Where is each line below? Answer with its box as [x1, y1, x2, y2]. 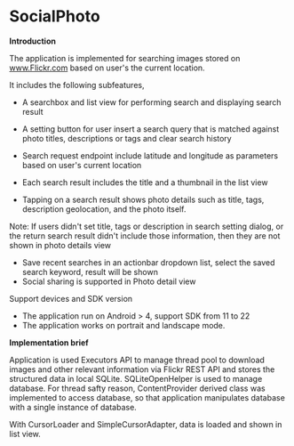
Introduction [9, 36, 56, 46]
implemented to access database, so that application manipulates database [9, 392, 286, 402]
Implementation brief [9, 337, 89, 348]
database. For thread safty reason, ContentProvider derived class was [9, 383, 266, 393]
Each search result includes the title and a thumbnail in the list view [21, 176, 268, 188]
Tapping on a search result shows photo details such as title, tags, [21, 194, 265, 205]
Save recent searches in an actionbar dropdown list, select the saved [21, 256, 275, 268]
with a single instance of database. [9, 401, 138, 412]
